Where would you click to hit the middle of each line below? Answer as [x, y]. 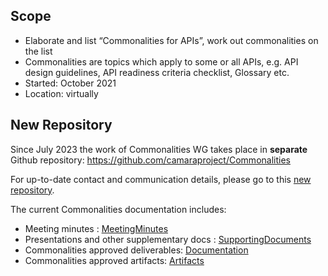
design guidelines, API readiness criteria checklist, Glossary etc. [157, 72]
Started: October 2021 [70, 83]
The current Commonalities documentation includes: [118, 209]
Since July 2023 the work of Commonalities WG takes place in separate [159, 149]
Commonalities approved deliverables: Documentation [136, 250]
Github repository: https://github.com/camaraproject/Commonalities [150, 160]
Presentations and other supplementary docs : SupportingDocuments [168, 239]
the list [38, 51]
